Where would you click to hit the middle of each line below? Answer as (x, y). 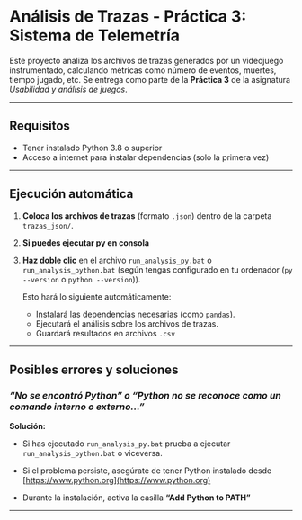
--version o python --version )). (81, 279)
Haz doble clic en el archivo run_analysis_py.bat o (117, 260)
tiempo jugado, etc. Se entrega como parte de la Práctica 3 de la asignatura (150, 79)
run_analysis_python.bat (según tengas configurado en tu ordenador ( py (157, 269)
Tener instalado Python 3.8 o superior (92, 148)
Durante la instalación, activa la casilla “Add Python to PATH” (136, 498)
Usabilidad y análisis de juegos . (68, 89)
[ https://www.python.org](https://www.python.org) (116, 480)
